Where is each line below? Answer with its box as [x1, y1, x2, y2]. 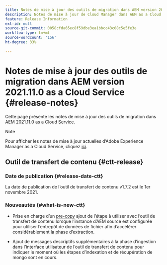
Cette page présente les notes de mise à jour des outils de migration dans [5, 113, 157, 119]
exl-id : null [5, 21, 32, 26]
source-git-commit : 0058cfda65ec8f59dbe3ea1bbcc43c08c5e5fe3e [5, 26, 137, 31]
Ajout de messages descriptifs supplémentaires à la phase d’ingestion [12, 238, 156, 244]
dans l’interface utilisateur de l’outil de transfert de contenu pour [12, 244, 144, 250]
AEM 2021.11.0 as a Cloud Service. [5, 119, 76, 125]
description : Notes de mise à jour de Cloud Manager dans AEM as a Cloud [5, 12, 162, 17]
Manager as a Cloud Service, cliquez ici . [5, 143, 88, 149]
